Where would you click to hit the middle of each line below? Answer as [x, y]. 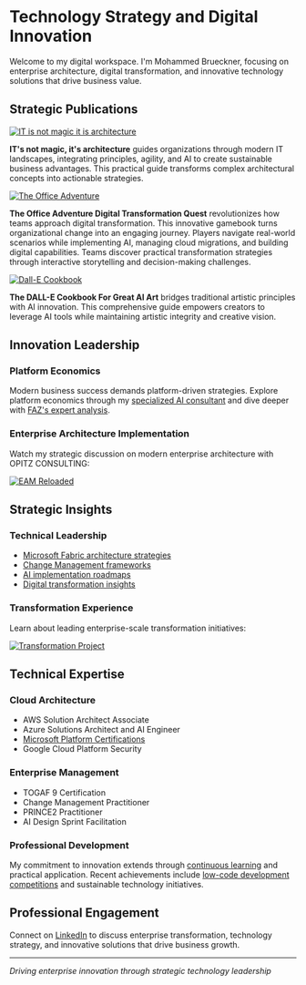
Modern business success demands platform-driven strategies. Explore [144, 391]
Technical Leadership [58, 536]
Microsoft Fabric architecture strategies [97, 555]
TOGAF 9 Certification [64, 792]
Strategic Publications [74, 110]
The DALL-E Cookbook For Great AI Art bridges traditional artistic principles [153, 297]
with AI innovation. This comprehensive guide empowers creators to [138, 306]
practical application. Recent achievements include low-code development [149, 875]
